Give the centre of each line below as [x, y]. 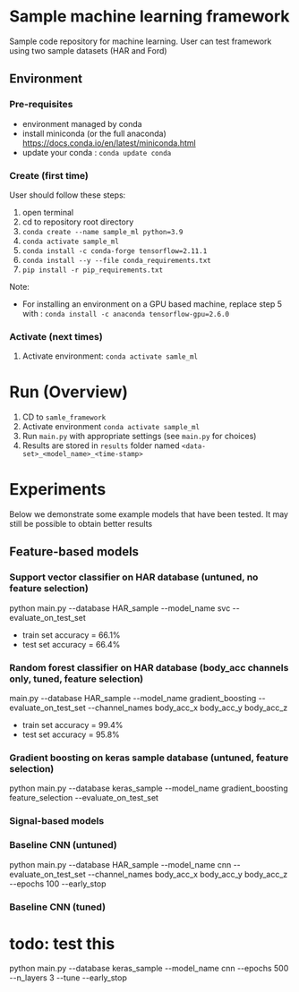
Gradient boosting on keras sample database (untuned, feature [149, 758]
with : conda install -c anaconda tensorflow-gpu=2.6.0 [126, 313]
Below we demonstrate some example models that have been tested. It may [149, 514]
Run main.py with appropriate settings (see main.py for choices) [139, 437]
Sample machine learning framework [149, 17]
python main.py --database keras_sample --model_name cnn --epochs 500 [149, 969]
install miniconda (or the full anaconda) [94, 133]
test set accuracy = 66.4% [71, 644]
